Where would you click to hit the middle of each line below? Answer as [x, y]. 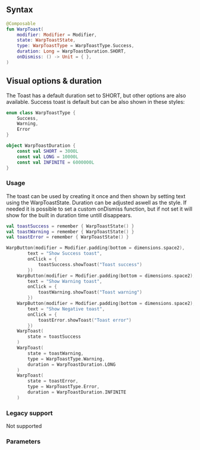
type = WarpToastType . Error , [64, 387]
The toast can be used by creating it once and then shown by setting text [96, 196]
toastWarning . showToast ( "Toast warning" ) [90, 292]
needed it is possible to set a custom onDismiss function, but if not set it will [99, 209]
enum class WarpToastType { [41, 113]
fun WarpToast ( [25, 29]
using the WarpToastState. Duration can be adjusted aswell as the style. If [96, 202]
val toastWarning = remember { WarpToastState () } [70, 232]
